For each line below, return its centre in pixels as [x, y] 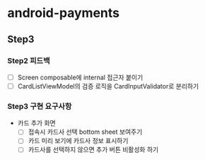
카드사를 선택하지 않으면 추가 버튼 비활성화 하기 [93, 149]
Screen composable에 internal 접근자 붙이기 [80, 77]
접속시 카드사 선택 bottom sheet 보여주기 [85, 132]
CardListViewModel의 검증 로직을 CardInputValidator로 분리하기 [108, 86]
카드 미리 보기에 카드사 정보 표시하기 [78, 141]
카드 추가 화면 [36, 123]
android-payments [64, 13]
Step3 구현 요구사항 [40, 106]
